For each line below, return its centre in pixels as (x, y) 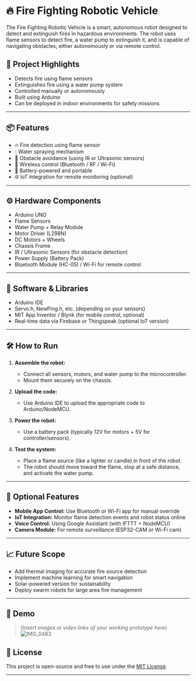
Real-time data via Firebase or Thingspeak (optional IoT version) (92, 321)
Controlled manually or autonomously (60, 91)
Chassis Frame (32, 246)
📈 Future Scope (36, 554)
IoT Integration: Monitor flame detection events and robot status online (100, 517)
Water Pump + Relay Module (49, 227)
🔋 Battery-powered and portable (53, 170)
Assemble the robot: (40, 363)
